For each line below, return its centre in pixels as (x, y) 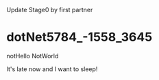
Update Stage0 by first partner (50, 10)
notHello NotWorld (33, 56)
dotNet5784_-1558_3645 (79, 37)
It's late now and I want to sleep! (52, 69)
